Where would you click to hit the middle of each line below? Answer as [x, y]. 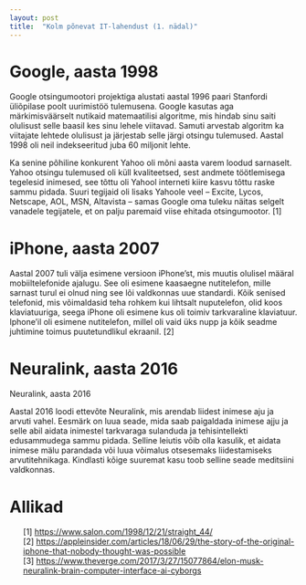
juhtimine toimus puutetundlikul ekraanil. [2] [92, 332]
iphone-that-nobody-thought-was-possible [104, 551]
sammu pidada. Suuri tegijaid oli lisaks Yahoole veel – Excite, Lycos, [137, 192]
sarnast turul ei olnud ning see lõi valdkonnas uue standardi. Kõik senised [148, 293]
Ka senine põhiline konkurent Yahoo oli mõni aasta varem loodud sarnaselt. [151, 163]
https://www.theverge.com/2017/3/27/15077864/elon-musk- [150, 561]
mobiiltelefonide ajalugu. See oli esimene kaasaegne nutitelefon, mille [140, 283]
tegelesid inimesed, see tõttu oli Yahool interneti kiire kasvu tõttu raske [142, 183]
